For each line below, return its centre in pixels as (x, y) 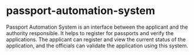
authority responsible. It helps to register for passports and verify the (90, 33)
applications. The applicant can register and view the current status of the (96, 39)
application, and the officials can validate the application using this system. (97, 46)
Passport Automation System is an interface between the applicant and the (97, 27)
